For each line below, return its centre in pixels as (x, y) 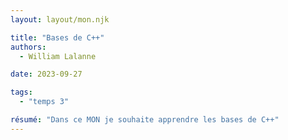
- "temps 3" (44, 102)
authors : (28, 47)
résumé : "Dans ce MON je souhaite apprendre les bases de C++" (145, 120)
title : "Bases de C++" (57, 37)
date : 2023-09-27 (46, 74)
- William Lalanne (58, 56)
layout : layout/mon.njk (60, 19)
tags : (21, 92)
